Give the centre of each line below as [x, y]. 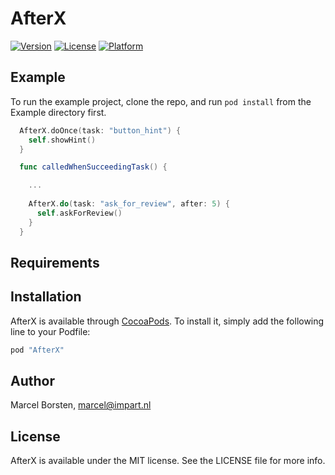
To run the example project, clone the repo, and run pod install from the [161, 101]
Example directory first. [58, 112]
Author [32, 380]
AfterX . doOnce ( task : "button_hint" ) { [100, 130]
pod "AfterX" [37, 350]
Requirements [55, 262]
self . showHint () [62, 140]
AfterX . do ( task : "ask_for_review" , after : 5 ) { [129, 204]
